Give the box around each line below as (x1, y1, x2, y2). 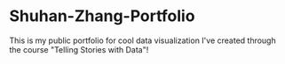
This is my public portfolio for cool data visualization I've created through (9, 35, 277, 46)
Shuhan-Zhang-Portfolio (9, 6, 195, 26)
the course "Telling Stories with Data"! (9, 44, 149, 54)
